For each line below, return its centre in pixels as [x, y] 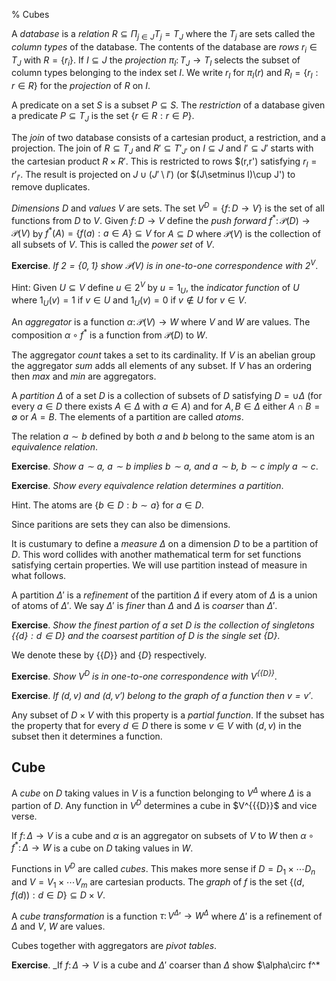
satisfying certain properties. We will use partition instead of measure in [159, 565]
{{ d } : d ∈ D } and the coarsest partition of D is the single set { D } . [146, 635]
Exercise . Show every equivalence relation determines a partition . [147, 485]
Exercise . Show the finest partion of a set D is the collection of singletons [163, 625]
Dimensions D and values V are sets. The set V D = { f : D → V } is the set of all [168, 207]
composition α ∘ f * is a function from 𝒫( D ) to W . [109, 334]
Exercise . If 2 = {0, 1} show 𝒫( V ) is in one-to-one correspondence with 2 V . [165, 264]
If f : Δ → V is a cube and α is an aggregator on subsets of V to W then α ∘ [162, 835]
